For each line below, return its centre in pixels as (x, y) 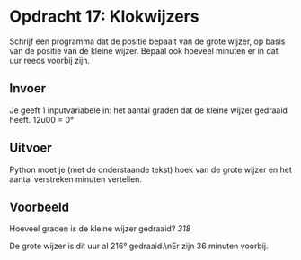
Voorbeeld (40, 207)
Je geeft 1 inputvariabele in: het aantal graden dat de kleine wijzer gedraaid (148, 110)
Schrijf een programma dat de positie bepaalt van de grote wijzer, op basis (147, 41)
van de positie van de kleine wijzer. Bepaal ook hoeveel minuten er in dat (144, 50)
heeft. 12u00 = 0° (42, 119)
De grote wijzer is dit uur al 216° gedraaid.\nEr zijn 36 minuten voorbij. (139, 246)
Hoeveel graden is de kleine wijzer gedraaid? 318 (100, 229)
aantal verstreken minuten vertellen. (75, 179)
